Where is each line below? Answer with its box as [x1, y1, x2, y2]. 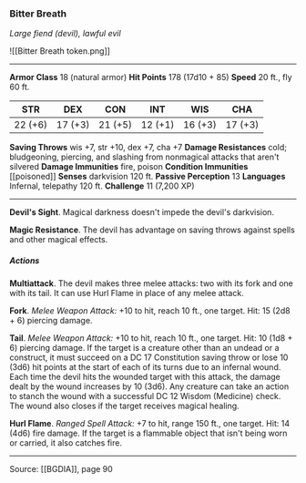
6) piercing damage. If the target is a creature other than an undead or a [9, 343, 280, 354]
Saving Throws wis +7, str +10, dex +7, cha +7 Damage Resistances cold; [9, 142, 287, 153]
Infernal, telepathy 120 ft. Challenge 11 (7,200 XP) [9, 180, 195, 191]
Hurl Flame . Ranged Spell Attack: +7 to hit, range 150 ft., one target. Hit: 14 [9, 418, 290, 429]
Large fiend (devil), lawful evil [9, 28, 121, 39]
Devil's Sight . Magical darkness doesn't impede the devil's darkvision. [9, 207, 275, 218]
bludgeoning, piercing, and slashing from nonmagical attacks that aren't [9, 151, 280, 162]
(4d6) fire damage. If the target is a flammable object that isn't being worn [9, 427, 288, 439]
